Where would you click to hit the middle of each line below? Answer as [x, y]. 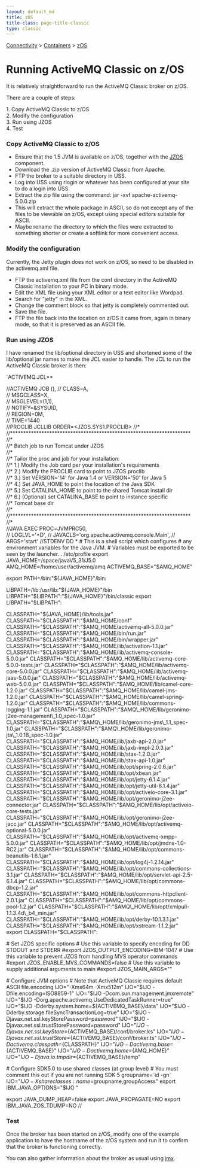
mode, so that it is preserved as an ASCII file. [70, 324]
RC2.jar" [16, 850]
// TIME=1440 [23, 421]
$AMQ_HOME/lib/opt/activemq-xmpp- [130, 837]
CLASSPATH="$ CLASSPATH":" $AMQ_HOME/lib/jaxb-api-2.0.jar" [86, 741]
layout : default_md [30, 12]
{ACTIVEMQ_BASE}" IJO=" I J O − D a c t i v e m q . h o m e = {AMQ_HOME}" [88, 1051]
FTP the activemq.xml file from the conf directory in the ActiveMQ [96, 279]
